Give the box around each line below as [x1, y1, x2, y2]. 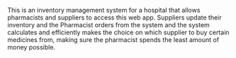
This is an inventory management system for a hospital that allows [7, 6, 201, 14]
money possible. [7, 43, 55, 51]
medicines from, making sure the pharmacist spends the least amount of [7, 36, 220, 44]
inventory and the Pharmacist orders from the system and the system [7, 21, 210, 29]
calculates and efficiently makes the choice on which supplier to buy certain [7, 28, 230, 36]
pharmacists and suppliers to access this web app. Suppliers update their [7, 13, 222, 22]
